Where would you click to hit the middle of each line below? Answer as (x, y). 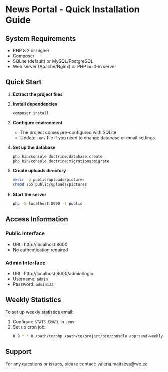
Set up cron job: (29, 327)
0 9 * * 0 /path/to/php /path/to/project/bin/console (70, 336)
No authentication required (40, 250)
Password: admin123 (33, 284)
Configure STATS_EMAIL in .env (43, 321)
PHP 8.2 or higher (31, 50)
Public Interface (25, 233)
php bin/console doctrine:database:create (57, 156)
